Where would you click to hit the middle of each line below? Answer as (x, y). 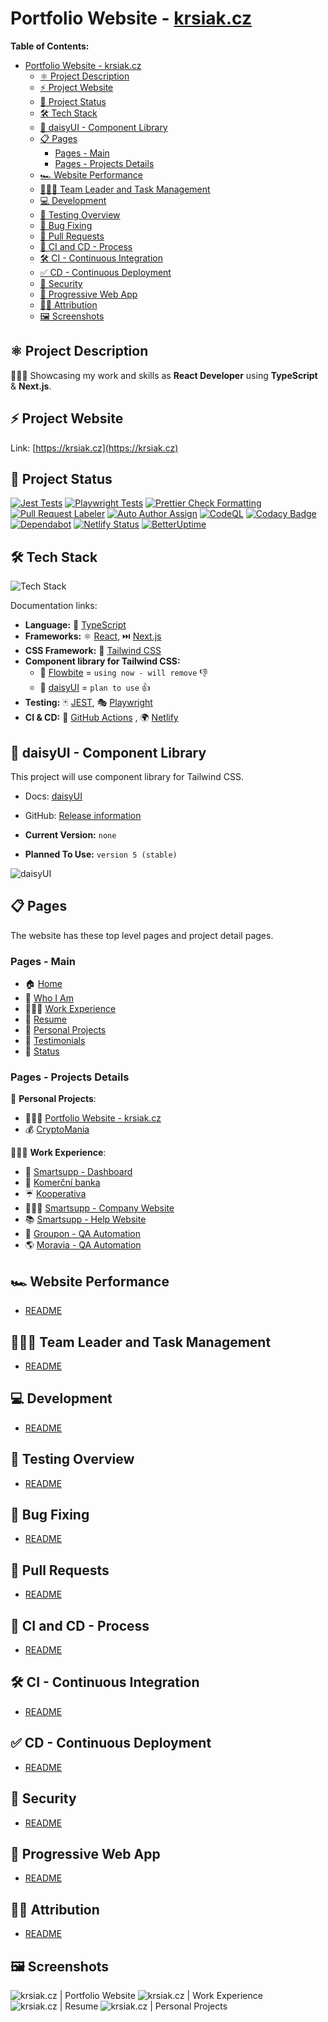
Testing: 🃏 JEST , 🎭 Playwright (88, 703)
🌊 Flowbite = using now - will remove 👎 (123, 673)
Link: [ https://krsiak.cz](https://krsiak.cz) (94, 448)
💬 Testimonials (55, 1041)
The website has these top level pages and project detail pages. (142, 935)
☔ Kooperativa (55, 1194)
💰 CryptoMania (57, 1129)
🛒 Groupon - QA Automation (82, 1234)
